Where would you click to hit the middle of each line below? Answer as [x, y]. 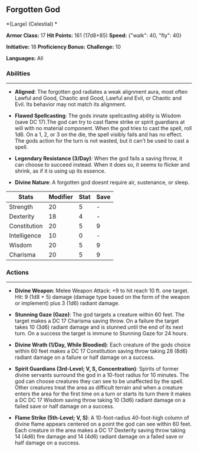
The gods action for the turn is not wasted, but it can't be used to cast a [102, 141]
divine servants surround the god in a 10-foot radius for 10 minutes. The [102, 375]
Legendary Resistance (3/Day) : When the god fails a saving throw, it [98, 159]
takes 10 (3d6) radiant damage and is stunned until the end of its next [99, 327]
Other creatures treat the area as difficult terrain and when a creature [98, 388]
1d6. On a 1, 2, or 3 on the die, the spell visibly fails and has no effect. [98, 134]
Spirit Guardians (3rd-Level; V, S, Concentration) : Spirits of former [97, 369]
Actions [18, 272]
